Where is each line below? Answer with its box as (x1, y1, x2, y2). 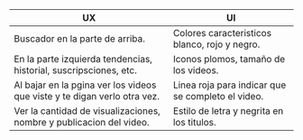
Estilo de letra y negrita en (172, 105, 284, 117)
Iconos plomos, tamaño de (172, 53, 286, 65)
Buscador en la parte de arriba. (14, 33, 146, 44)
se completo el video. (172, 90, 264, 102)
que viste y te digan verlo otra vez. (14, 90, 161, 102)
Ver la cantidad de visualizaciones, (14, 105, 161, 117)
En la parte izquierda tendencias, (14, 53, 153, 65)
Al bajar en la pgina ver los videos (14, 79, 157, 91)
